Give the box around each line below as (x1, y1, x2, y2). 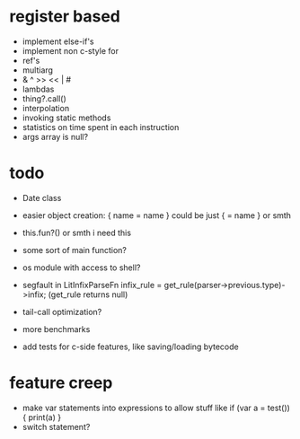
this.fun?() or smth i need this (22, 227, 132, 238)
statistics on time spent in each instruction (22, 121, 180, 132)
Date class (22, 192, 62, 203)
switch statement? (22, 421, 91, 432)
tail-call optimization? (22, 306, 102, 317)
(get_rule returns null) (48, 289, 128, 300)
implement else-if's (22, 36, 94, 47)
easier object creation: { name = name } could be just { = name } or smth (22, 209, 292, 221)
